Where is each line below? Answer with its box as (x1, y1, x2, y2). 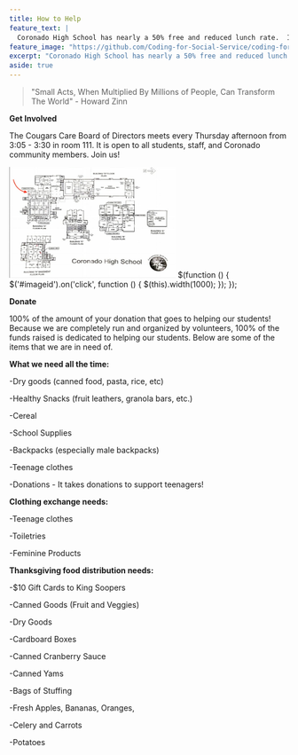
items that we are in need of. (9, 342, 114, 352)
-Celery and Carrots (9, 720, 82, 730)
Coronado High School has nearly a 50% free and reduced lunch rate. (17, 33, 279, 42)
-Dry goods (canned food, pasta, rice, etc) (9, 376, 164, 386)
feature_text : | (9, 23, 69, 33)
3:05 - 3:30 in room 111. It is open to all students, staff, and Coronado (9, 140, 261, 150)
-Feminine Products (9, 548, 82, 558)
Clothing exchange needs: (9, 497, 109, 507)
